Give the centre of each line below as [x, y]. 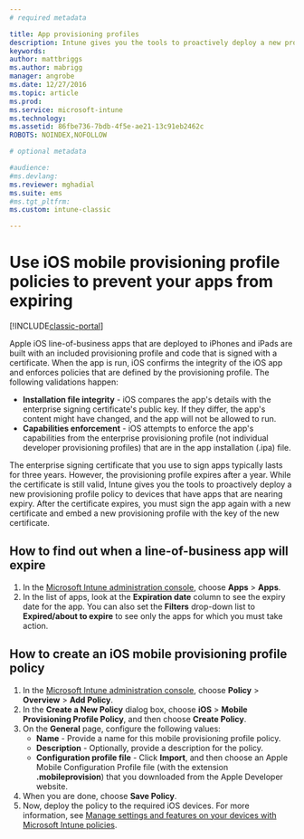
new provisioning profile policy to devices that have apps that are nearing [146, 494]
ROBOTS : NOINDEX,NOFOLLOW [58, 135]
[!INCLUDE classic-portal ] [57, 326]
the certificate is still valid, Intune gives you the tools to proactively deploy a [151, 484]
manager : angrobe [42, 76]
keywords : [28, 51]
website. [52, 786]
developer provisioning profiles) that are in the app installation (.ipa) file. [157, 448]
